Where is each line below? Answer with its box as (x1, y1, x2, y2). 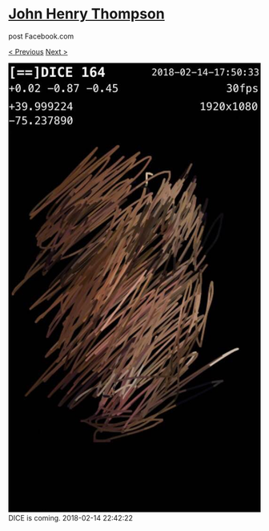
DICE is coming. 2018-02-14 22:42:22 (8, 513, 134, 522)
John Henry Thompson (8, 5, 166, 23)
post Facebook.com (8, 31, 74, 41)
